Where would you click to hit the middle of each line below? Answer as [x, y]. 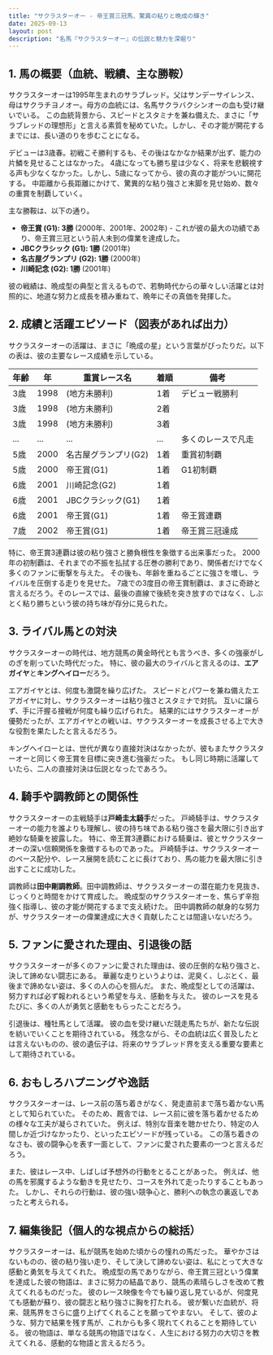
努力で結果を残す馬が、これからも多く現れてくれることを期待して [140, 1322]
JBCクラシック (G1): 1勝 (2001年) [75, 248]
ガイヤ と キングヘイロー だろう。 [61, 673]
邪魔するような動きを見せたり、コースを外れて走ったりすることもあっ [147, 1182]
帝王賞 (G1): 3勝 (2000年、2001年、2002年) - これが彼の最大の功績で [136, 228]
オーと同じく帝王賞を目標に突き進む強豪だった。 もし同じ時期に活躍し [134, 758]
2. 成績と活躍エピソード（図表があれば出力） [121, 324]
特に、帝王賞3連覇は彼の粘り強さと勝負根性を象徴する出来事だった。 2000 [134, 552]
